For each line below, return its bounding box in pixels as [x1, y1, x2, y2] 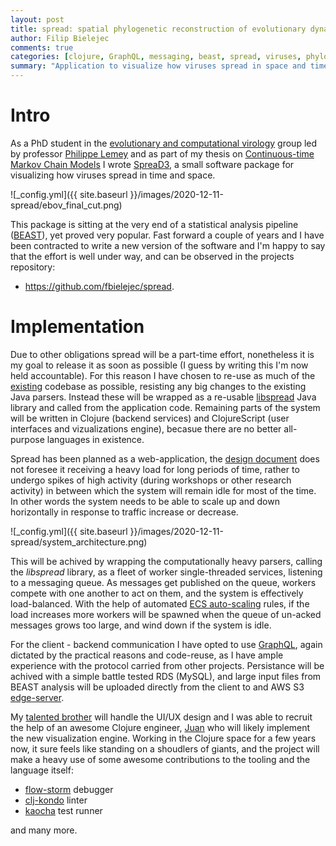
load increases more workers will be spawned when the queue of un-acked [10, 608, 322, 620]
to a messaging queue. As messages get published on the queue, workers [10, 576, 317, 588]
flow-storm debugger [24, 783, 114, 795]
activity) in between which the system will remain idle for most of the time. [10, 484, 317, 496]
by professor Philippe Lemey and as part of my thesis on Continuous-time [10, 147, 315, 160]
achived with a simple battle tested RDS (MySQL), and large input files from [10, 670, 322, 682]
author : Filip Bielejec [10, 33, 110, 43]
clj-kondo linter [24, 794, 88, 806]
